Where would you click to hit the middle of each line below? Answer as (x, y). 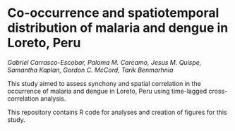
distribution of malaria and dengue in (118, 28)
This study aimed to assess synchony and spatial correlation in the (104, 83)
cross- (218, 91)
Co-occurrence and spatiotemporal (113, 13)
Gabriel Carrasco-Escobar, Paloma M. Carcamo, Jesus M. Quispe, (104, 62)
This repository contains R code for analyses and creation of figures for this (117, 112)
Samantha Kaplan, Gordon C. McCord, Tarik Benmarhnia (90, 70)
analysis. (53, 98)
